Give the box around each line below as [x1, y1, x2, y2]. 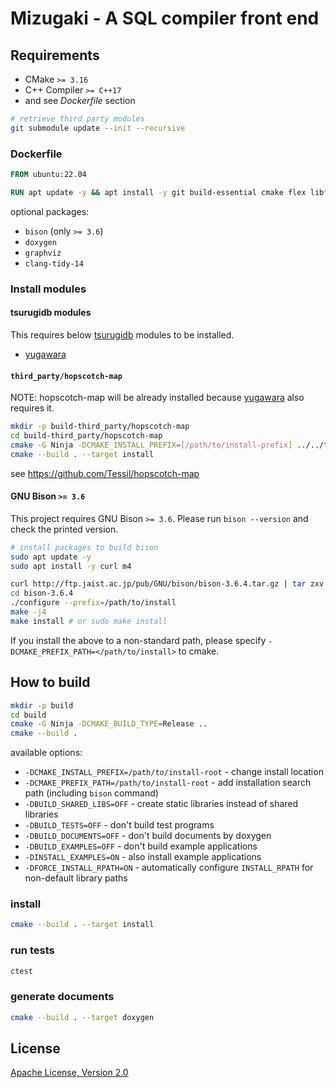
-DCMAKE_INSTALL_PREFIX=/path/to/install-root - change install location [24, 766, 324, 778]
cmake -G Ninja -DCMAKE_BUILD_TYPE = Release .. [10, 719, 208, 729]
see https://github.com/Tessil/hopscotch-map [10, 467, 200, 479]
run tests [10, 943, 55, 957]
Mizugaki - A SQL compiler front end [10, 7, 320, 30]
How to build [10, 674, 91, 691]
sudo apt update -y [10, 552, 92, 562]
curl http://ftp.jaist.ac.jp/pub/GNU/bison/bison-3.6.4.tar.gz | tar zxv [10, 579, 325, 589]
